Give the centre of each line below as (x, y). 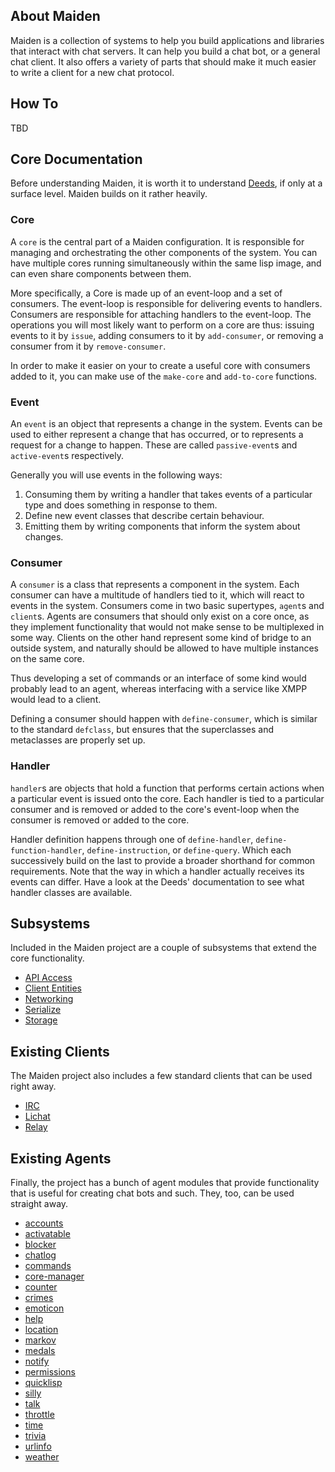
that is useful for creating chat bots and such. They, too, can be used (152, 1193)
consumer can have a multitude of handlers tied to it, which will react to (157, 595)
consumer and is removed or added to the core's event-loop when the (155, 809)
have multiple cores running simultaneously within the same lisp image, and (166, 263)
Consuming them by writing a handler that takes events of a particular (168, 495)
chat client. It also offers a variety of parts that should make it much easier (163, 61)
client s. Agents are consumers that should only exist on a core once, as (160, 616)
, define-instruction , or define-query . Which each (186, 850)
